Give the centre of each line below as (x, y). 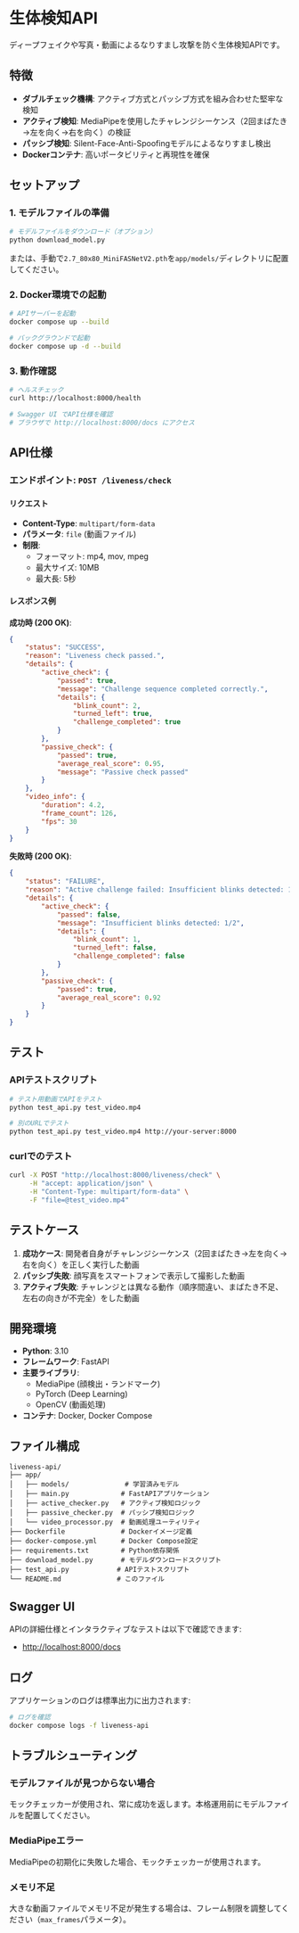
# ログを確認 (30, 1717)
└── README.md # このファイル (87, 1579)
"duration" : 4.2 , (73, 805)
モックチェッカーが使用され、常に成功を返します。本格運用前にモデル (137, 1804)
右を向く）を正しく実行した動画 (81, 1264)
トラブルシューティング (73, 1756)
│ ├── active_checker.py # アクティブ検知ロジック (105, 1503)
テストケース (44, 1230)
